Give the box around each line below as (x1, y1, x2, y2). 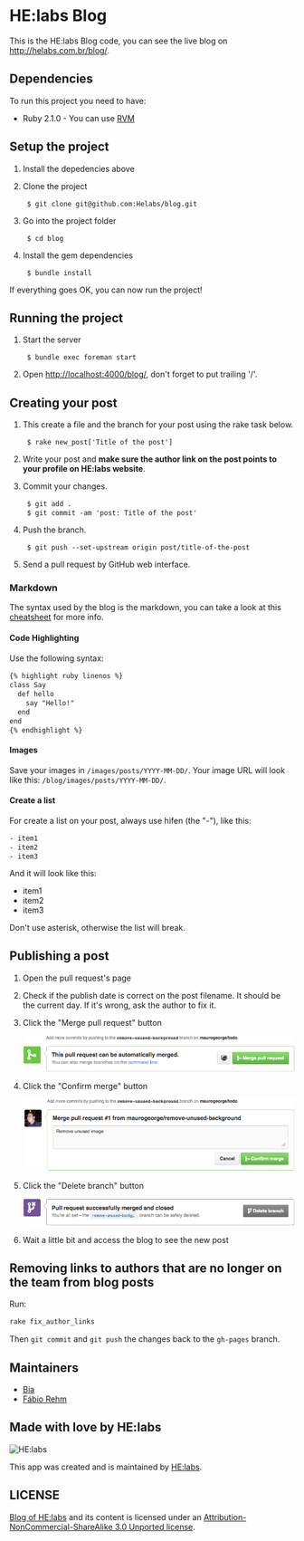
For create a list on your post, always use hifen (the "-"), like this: (9, 816, 252, 827)
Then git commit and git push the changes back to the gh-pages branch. (9, 1334, 280, 1345)
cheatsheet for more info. (9, 612, 104, 623)
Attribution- (203, 1511, 247, 1522)
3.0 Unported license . (114, 1521, 196, 1532)
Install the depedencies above (22, 163, 136, 174)
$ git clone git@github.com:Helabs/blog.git (26, 199, 197, 208)
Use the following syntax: (9, 653, 104, 664)
